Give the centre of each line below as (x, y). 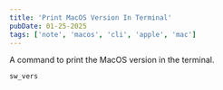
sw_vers (24, 76)
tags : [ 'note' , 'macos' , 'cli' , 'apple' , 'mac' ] (103, 34)
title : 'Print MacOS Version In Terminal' (91, 18)
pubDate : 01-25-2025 (48, 26)
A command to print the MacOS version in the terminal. (112, 60)
